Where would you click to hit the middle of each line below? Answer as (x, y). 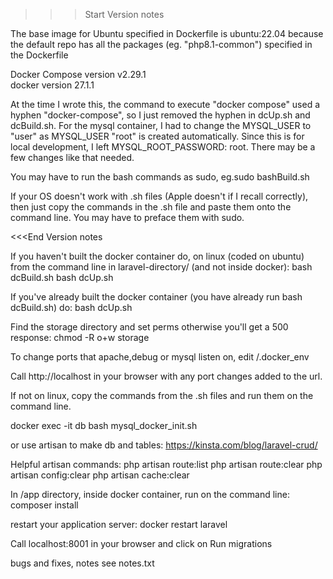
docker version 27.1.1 (52, 85)
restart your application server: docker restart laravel (119, 524)
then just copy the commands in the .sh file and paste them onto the (151, 207)
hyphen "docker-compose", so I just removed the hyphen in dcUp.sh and (160, 115)
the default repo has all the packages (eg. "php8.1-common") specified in (161, 44)
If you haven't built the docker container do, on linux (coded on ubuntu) (157, 256)
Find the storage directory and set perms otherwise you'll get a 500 (149, 327)
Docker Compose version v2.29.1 (78, 74)
